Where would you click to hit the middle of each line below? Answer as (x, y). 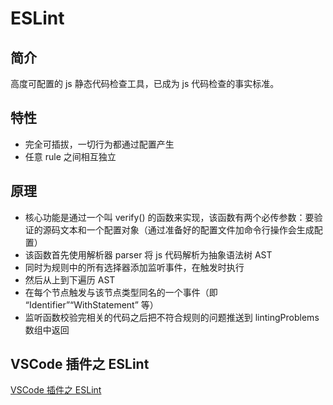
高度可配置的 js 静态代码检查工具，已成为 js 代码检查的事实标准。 (145, 83)
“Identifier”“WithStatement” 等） (91, 304)
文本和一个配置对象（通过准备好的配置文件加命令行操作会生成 (187, 229)
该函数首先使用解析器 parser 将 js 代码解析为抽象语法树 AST (148, 254)
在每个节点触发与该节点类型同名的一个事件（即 (121, 292)
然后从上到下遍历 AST (70, 279)
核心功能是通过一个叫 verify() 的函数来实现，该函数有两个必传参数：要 (169, 217)
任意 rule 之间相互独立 (70, 156)
